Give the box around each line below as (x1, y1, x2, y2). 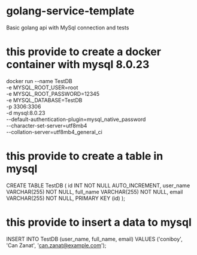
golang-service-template (6, 4, 135, 18)
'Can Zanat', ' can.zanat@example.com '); (6, 241, 107, 249)
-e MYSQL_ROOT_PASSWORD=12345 (6, 90, 100, 97)
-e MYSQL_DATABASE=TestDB (6, 96, 83, 104)
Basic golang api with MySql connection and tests (6, 24, 129, 31)
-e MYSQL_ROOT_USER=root (6, 84, 78, 91)
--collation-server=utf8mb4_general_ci (6, 128, 103, 135)
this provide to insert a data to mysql (6, 215, 192, 229)
